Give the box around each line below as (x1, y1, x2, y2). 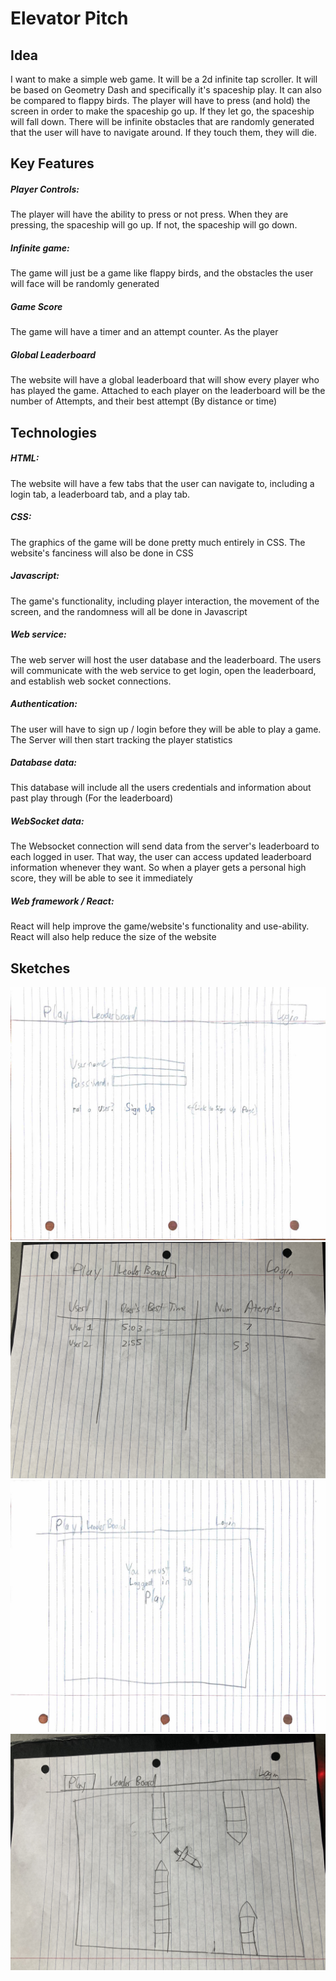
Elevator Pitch (10, 7, 129, 30)
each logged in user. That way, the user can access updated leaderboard (10, 851, 312, 863)
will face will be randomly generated (10, 278, 160, 290)
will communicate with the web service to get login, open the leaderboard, (10, 664, 317, 676)
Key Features (10, 155, 95, 172)
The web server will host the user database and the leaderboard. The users (10, 653, 322, 666)
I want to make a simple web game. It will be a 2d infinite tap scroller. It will (10, 73, 318, 85)
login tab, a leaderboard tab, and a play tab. (10, 488, 191, 500)
